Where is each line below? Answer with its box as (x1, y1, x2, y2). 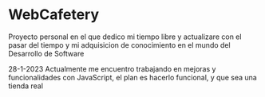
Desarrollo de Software (8, 48, 85, 58)
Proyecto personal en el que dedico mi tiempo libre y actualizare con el (8, 32, 242, 41)
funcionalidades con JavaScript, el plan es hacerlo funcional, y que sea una (8, 72, 257, 82)
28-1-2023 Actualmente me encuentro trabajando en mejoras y (8, 64, 216, 73)
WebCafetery (8, 6, 100, 24)
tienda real (8, 81, 44, 91)
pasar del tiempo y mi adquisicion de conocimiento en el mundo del (8, 40, 231, 49)
